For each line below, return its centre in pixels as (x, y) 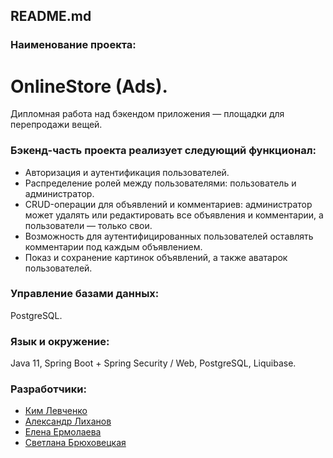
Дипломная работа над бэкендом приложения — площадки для (147, 114)
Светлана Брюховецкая (75, 443)
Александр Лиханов (68, 421)
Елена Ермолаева (63, 432)
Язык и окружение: (60, 341)
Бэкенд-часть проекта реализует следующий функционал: (163, 151)
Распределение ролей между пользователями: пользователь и (160, 183)
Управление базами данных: (85, 294)
